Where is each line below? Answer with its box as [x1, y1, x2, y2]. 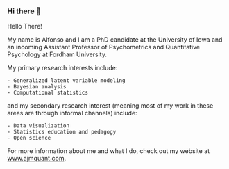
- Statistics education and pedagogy [7, 129, 117, 136]
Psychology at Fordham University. [7, 50, 108, 58]
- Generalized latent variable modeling [7, 77, 126, 84]
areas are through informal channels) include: [7, 109, 137, 118]
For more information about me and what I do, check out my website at [7, 147, 210, 155]
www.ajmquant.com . [7, 154, 67, 163]
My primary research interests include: [7, 64, 118, 72]
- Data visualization [7, 122, 70, 129]
